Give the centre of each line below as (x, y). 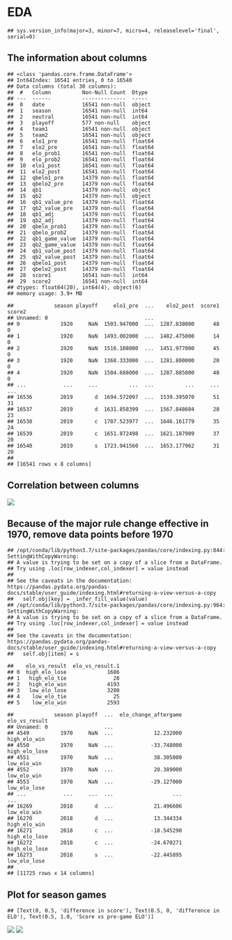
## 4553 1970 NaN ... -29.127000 (95, 782)
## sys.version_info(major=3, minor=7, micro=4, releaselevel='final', (113, 31)
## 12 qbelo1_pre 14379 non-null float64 (81, 178)
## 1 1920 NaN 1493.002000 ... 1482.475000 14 (113, 336)
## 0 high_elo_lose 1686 (63, 673)
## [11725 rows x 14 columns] (51, 874)
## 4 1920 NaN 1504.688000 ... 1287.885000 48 (113, 373)
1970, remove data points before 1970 (90, 534)
